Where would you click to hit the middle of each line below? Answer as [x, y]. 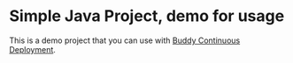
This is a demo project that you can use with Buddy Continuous [125, 40]
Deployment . [32, 49]
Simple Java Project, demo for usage [147, 16]
